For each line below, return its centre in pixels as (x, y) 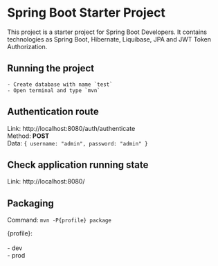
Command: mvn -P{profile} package (60, 220)
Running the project (51, 68)
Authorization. (27, 46)
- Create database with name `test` (60, 85)
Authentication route (53, 112)
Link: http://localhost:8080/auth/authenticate (71, 128)
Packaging (30, 203)
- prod (16, 256)
